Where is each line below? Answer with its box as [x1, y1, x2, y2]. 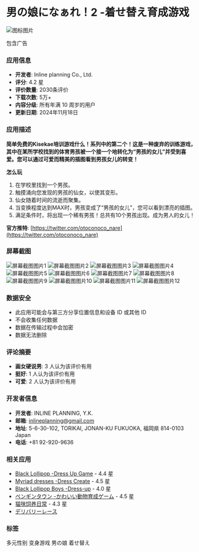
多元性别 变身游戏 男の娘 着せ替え [6, 539, 90, 547]
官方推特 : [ [6, 224, 33, 232]
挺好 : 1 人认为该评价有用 [14, 370, 75, 378]
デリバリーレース [14, 508, 58, 515]
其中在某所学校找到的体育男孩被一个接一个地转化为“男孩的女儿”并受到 [6, 148, 182, 155]
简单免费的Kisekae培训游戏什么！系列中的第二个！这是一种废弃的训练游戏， [6, 140, 196, 148]
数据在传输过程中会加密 [14, 324, 74, 331]
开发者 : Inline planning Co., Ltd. [14, 71, 93, 79]
